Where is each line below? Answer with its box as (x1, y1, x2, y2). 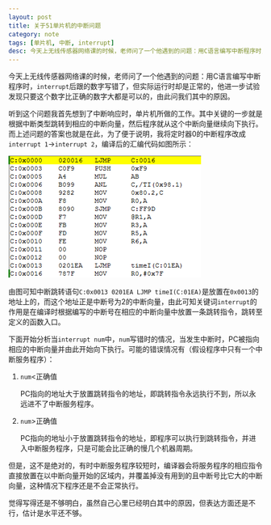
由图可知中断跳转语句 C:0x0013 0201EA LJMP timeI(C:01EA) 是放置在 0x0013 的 (8, 287, 260, 297)
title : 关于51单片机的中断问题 (8, 21, 102, 30)
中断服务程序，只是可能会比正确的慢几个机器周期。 (27, 443, 198, 453)
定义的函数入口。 (8, 317, 65, 327)
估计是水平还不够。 (22, 508, 86, 518)
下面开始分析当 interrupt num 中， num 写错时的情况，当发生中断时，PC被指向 (8, 334, 260, 344)
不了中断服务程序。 (34, 399, 98, 409)
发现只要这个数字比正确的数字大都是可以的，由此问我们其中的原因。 (8, 91, 235, 101)
